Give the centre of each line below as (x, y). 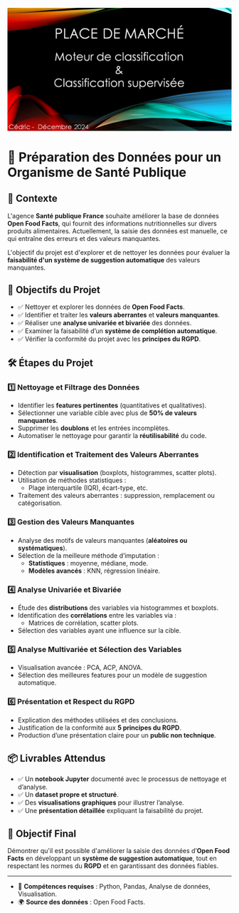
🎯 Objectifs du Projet (54, 290)
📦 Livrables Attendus (57, 758)
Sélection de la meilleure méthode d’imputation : (89, 555)
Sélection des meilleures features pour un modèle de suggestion (112, 675)
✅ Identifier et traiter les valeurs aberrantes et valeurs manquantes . (119, 315)
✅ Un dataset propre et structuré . (68, 795)
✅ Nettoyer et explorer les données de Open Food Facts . (101, 307)
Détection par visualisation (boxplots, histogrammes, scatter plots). (117, 473)
